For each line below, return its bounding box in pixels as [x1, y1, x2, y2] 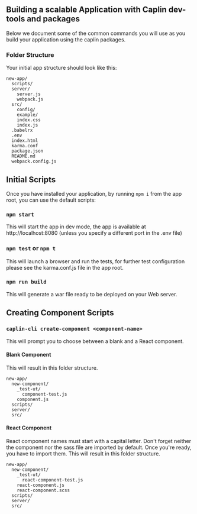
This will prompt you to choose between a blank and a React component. [6, 337, 185, 345]
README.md [11, 153, 35, 159]
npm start [6, 211, 34, 218]
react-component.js [17, 482, 65, 488]
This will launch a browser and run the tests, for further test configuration [6, 257, 185, 265]
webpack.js [17, 96, 44, 102]
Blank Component [6, 351, 51, 358]
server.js [17, 91, 41, 97]
